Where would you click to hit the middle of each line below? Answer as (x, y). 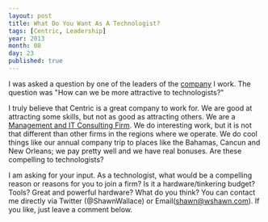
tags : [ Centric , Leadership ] (57, 31)
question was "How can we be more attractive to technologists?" (116, 92)
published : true (36, 61)
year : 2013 (27, 38)
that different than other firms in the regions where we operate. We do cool (133, 133)
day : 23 (21, 53)
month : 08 (25, 46)
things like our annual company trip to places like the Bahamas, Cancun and (134, 142)
